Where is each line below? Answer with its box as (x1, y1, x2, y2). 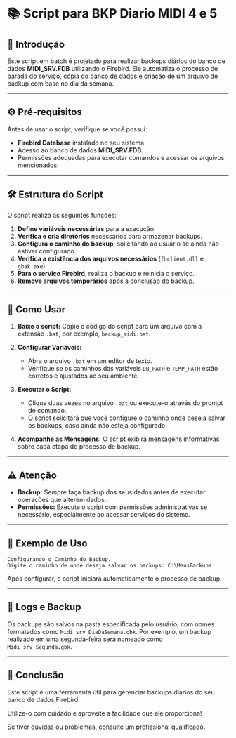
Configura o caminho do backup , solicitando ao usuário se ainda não (17, 239, 220, 248)
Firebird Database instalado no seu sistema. (17, 138, 146, 147)
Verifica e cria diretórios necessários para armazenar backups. (17, 232, 202, 240)
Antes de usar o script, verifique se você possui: (7, 124, 147, 133)
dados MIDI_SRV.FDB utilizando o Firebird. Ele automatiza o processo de (7, 65, 218, 72)
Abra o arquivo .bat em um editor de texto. (27, 357, 152, 365)
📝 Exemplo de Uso (7, 537, 88, 549)
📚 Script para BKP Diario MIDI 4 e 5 (7, 6, 218, 22)
